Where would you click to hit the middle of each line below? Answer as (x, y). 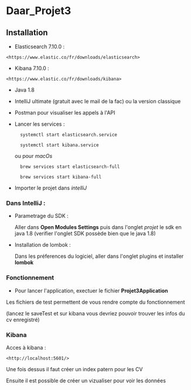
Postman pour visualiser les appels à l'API (65, 112)
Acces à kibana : (26, 347)
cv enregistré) (23, 320)
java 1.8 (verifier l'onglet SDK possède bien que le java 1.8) (85, 234)
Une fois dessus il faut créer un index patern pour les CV (74, 369)
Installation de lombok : (43, 245)
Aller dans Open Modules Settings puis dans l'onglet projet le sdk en (98, 227)
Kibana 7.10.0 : (32, 68)
